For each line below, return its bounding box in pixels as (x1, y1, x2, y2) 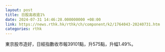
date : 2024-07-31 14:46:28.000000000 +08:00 (5, 17, 101, 22)
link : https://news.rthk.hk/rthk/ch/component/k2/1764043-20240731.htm (5, 21, 160, 27)
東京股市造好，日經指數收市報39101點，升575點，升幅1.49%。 (5, 41, 136, 47)
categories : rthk (5, 27, 42, 32)
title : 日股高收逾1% (5, 12, 45, 17)
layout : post (5, 7, 33, 13)
